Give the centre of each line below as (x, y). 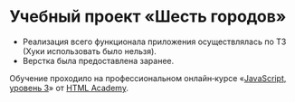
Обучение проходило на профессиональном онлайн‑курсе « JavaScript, (148, 78)
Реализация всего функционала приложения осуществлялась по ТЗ (154, 42)
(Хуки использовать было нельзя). (89, 51)
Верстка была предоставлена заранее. (98, 60)
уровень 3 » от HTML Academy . (69, 88)
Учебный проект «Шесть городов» (148, 17)
